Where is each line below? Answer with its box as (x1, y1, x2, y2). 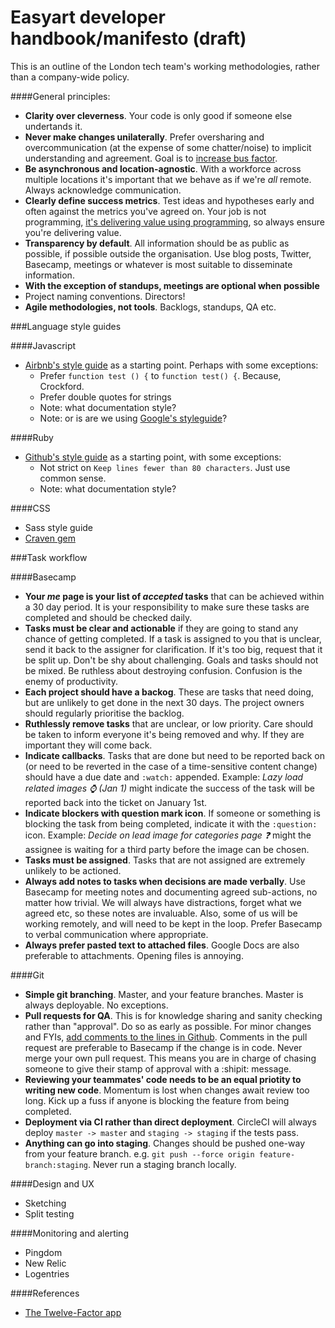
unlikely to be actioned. (24, 864, 122, 876)
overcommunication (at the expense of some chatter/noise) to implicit (24, 141, 312, 153)
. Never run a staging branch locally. (88, 1158, 237, 1170)
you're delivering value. (24, 226, 122, 238)
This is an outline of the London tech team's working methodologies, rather (10, 60, 320, 72)
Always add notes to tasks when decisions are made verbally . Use (24, 875, 307, 887)
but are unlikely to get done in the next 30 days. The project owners (24, 696, 305, 708)
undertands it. (24, 120, 83, 132)
